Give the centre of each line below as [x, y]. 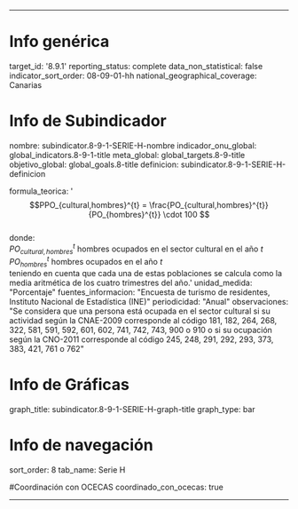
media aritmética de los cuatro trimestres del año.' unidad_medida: [131, 282]
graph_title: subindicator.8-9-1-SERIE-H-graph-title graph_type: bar [132, 409]
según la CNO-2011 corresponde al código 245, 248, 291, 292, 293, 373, [141, 339]
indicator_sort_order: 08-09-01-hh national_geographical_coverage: [133, 76]
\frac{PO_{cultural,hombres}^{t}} [209, 204]
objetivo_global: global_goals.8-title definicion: [94, 164]
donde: [22, 237]
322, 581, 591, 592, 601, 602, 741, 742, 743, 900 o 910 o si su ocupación [141, 330]
